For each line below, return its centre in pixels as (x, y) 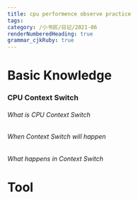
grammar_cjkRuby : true (41, 41)
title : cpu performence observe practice (69, 14)
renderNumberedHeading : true (50, 34)
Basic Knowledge (59, 76)
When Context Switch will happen (57, 136)
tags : (15, 21)
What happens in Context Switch (56, 159)
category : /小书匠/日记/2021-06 (52, 27)
